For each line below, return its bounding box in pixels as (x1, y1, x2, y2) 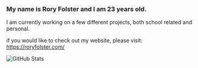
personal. (6, 25, 30, 32)
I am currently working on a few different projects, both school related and (6, 19, 193, 26)
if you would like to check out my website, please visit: (6, 37, 143, 44)
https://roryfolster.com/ (6, 43, 65, 50)
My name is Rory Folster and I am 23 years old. (6, 5, 147, 13)
